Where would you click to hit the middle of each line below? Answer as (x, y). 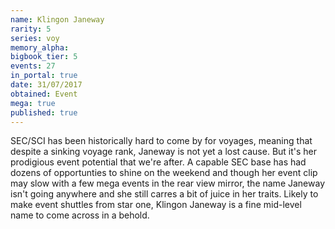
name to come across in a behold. (80, 215)
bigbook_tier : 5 (44, 57)
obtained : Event (44, 94)
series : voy (35, 38)
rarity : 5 (31, 29)
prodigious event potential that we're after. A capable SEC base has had (158, 162)
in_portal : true (44, 76)
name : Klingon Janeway (57, 19)
